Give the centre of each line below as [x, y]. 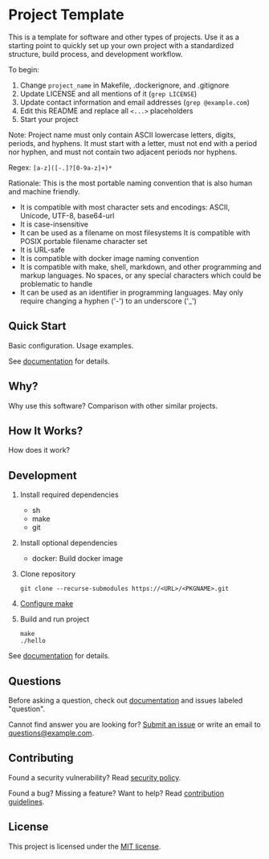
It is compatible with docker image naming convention [109, 258]
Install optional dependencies [69, 543]
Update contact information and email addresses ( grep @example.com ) [135, 102]
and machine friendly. [44, 191]
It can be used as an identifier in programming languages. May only [131, 292]
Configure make [47, 604]
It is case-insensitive [54, 224]
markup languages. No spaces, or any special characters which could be [141, 275]
